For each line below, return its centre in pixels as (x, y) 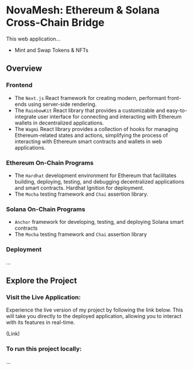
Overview (24, 69)
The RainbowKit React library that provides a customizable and (90, 110)
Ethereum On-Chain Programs (50, 162)
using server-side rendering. (63, 104)
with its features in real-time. (41, 323)
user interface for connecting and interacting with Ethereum (110, 116)
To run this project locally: (44, 349)
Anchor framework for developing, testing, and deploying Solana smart (99, 222)
